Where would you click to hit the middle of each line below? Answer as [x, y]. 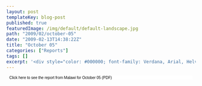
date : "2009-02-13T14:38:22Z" [44, 39]
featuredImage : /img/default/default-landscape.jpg [72, 28]
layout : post [23, 12]
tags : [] [17, 56]
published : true [26, 23]
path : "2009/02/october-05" [41, 34]
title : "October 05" [32, 45]
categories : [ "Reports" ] [37, 51]
